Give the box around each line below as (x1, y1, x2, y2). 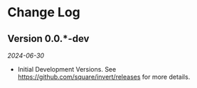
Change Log (7, 4, 80, 21)
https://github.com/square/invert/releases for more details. (17, 72, 191, 81)
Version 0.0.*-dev (7, 33, 90, 45)
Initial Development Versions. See (17, 65, 117, 73)
